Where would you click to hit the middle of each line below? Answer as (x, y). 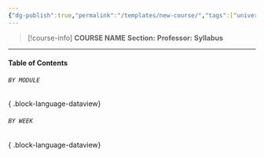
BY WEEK (21, 121)
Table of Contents (38, 63)
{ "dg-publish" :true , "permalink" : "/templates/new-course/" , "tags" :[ (121, 15)
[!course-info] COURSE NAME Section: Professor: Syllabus (125, 38)
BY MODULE (24, 80)
